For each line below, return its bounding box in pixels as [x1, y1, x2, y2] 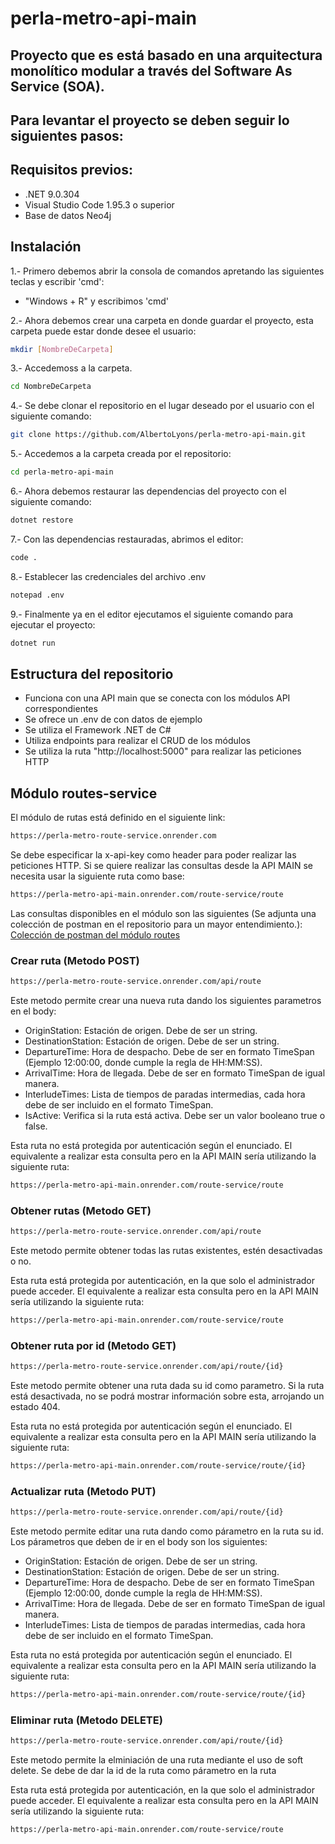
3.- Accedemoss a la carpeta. [10, 362, 133, 374]
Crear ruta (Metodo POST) [10, 953, 140, 967]
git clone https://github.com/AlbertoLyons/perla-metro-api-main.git [10, 430, 307, 440]
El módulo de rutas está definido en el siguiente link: [10, 812, 226, 824]
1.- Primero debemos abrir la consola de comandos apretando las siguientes [10, 265, 325, 277]
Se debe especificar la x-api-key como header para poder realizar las [10, 849, 297, 861]
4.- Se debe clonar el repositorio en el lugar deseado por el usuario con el [10, 400, 315, 412]
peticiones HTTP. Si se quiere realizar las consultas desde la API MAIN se [10, 860, 314, 872]
